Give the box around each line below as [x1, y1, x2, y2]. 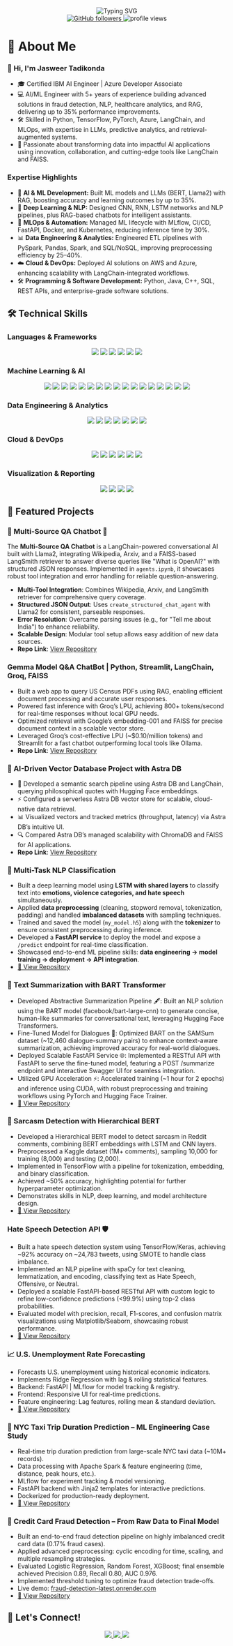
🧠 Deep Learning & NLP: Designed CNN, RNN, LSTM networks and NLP [17, 203, 224, 211]
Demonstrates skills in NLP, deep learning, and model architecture [17, 1191, 207, 1199]
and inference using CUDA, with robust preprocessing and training [17, 1084, 209, 1093]
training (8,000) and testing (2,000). [17, 1154, 121, 1162]
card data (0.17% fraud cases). [17, 1540, 106, 1548]
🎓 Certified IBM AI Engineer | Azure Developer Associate [17, 80, 183, 88]
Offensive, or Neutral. [17, 1280, 79, 1288]
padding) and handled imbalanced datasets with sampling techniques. [17, 911, 221, 920]
